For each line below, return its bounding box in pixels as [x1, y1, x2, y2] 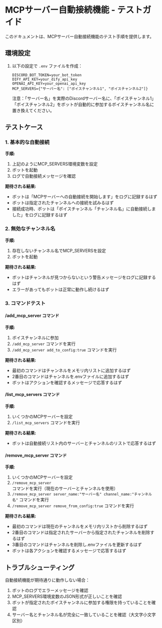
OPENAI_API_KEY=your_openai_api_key [12, 81, 86, 86]
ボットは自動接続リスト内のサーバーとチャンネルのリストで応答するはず [12, 440, 156, 446]
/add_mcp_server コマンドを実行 [12, 341, 76, 347]
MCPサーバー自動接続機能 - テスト [5, 4, 143, 16]
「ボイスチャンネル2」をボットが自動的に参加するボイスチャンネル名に [12, 101, 154, 107]
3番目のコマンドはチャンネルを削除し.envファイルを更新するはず [12, 542, 142, 547]
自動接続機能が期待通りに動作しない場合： [5, 577, 90, 583]
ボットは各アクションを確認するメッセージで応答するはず [12, 548, 127, 554]
